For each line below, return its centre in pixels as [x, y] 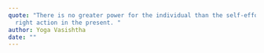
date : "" [22, 37]
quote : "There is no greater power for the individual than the [115, 15]
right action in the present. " [68, 23]
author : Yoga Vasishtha [47, 30]
